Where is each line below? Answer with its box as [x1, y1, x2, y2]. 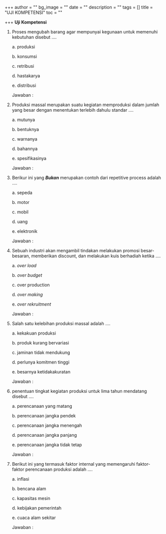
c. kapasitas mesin [11, 496, 50, 501]
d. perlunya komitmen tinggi [11, 359, 70, 365]
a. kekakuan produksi [11, 330, 56, 336]
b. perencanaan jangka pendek [11, 413, 76, 418]
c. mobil [11, 209, 28, 215]
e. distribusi [11, 82, 36, 88]
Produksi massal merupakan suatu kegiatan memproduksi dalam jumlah [11, 102, 160, 108]
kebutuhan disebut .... [11, 34, 57, 40]
